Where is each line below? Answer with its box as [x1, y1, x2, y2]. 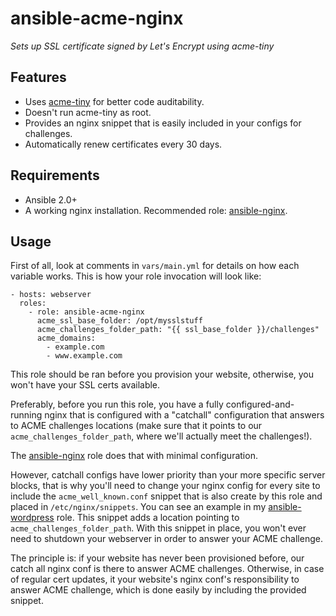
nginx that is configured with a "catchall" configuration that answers [44, 409, 325, 421]
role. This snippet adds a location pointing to [56, 512, 240, 524]
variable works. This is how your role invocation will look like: [10, 270, 262, 282]
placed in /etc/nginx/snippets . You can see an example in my [10, 501, 267, 513]
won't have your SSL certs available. [10, 379, 161, 391]
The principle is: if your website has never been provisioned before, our [10, 552, 305, 564]
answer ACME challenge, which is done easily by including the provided [10, 584, 307, 596]
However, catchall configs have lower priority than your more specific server [10, 469, 326, 481]
